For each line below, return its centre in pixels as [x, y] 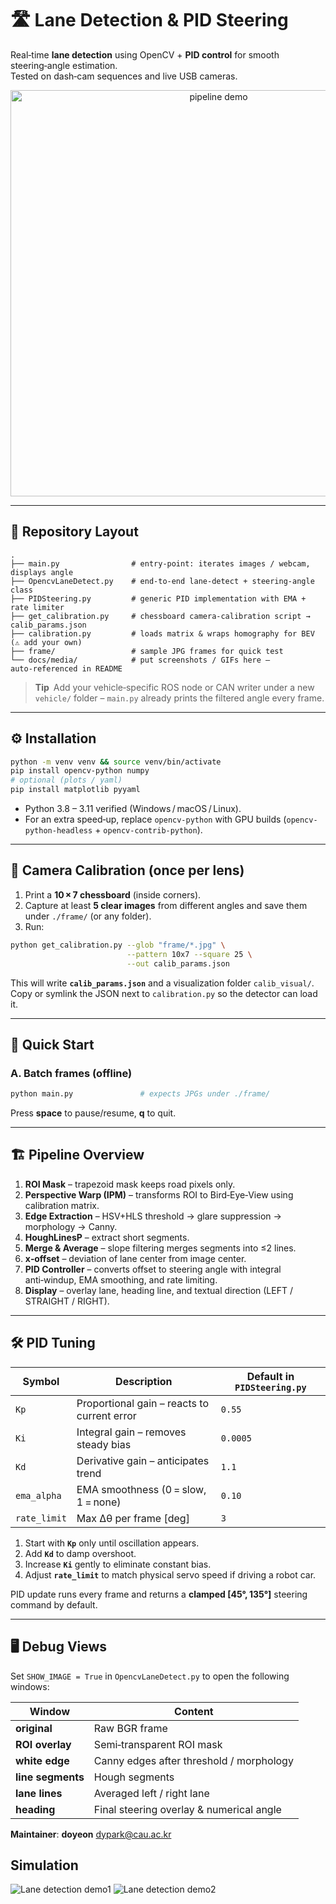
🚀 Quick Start [52, 1044]
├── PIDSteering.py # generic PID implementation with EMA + [158, 598]
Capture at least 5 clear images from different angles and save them [166, 905]
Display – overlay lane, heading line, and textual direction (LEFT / [158, 1290]
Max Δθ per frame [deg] [133, 1518]
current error [106, 1415]
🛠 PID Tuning [53, 1343]
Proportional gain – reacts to [142, 1403]
